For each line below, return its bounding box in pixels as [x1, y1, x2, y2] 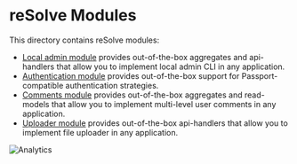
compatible [21, 80, 64, 90]
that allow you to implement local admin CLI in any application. [56, 61, 285, 72]
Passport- [241, 70, 278, 81]
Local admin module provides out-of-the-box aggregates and [21, 51, 247, 62]
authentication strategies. [65, 80, 159, 90]
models [21, 98, 50, 109]
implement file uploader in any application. [21, 127, 179, 137]
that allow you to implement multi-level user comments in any [51, 98, 277, 109]
